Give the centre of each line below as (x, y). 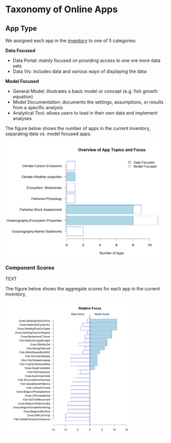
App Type (21, 28)
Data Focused (20, 50)
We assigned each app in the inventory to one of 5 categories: (71, 40)
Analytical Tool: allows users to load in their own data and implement (85, 113)
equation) (23, 97)
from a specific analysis (38, 108)
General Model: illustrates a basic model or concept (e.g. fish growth (85, 91)
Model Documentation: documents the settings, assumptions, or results (88, 102)
